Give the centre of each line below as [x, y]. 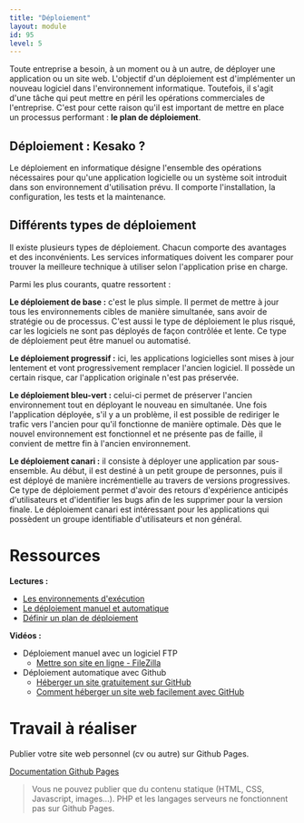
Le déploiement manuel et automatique [96, 608]
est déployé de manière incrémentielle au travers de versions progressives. [150, 480]
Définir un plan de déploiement [80, 617]
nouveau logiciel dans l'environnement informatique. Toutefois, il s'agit [142, 88]
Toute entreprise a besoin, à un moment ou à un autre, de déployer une [142, 69]
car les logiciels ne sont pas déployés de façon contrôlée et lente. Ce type [148, 331]
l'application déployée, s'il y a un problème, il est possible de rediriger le [144, 414]
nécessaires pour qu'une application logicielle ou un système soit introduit [148, 177]
